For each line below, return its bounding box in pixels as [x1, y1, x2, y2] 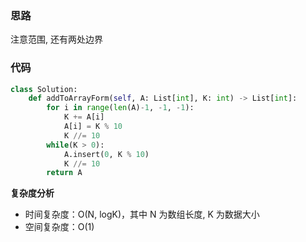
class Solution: [10, 84, 78, 94]
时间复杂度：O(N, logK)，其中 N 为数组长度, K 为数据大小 [24, 208, 260, 221]
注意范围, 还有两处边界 [10, 33, 103, 46]
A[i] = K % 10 [63, 122, 123, 132]
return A [46, 168, 83, 178]
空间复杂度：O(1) [24, 221, 95, 233]
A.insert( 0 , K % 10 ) [63, 149, 150, 159]
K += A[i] [63, 112, 105, 122]
